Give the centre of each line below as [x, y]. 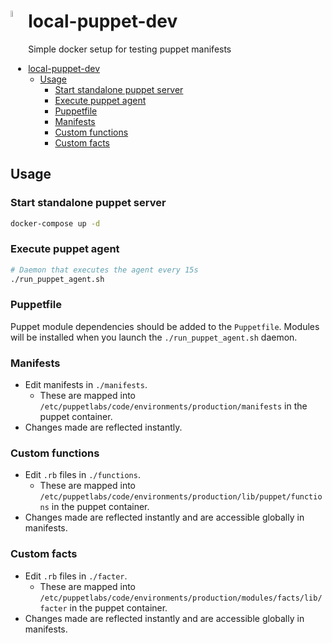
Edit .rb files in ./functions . [82, 475]
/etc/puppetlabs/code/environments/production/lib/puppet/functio [181, 497]
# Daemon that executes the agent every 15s [104, 270]
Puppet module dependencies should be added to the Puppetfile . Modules [165, 326]
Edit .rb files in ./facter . [76, 576]
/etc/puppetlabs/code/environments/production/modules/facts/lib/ [181, 598]
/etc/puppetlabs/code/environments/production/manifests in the [173, 406]
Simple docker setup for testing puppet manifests [130, 49]
